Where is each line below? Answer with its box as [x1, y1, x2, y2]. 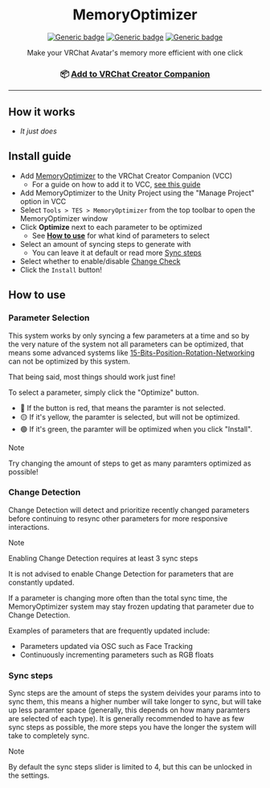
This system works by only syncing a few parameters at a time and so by [8, 330, 250, 340]
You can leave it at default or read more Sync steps [31, 248, 202, 257]
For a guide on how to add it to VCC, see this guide [31, 179, 201, 189]
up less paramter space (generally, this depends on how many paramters [8, 705, 251, 715]
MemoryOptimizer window [19, 213, 108, 223]
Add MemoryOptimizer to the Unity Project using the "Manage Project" [19, 187, 255, 198]
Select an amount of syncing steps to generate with [19, 239, 191, 248]
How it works [8, 105, 76, 118]
